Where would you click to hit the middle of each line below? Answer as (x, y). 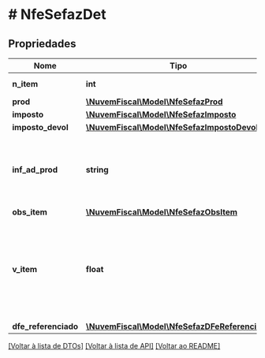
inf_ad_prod (35, 170)
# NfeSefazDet (57, 15)
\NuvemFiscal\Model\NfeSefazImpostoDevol (172, 127)
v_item (25, 269)
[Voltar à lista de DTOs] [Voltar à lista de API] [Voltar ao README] (114, 346)
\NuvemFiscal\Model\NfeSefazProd (154, 102)
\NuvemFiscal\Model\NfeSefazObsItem (162, 212)
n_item (25, 84)
